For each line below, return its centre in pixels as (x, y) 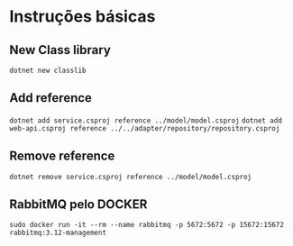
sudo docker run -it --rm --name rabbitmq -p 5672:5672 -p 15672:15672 (146, 225)
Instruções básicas (82, 17)
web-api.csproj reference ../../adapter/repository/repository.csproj (145, 128)
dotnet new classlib (48, 70)
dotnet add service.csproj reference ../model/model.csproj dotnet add (146, 120)
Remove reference (62, 156)
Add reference (51, 98)
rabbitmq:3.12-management (58, 233)
